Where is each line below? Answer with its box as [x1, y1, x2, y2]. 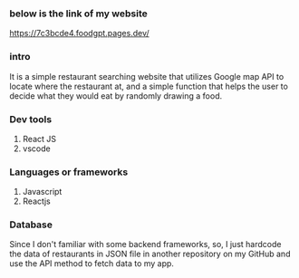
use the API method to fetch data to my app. [9, 258, 175, 269]
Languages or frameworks [9, 166, 129, 178]
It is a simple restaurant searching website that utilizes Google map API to [9, 71, 285, 81]
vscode [22, 143, 52, 154]
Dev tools [9, 112, 53, 125]
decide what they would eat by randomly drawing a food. [9, 90, 223, 101]
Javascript [22, 187, 63, 197]
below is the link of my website [9, 7, 148, 20]
